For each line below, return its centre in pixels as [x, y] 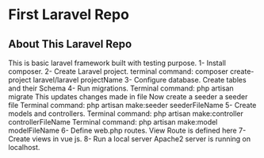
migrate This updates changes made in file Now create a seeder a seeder [128, 96]
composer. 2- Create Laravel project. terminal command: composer [118, 71]
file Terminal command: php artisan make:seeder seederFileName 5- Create [132, 105]
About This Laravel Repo [70, 44]
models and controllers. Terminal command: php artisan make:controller [126, 114]
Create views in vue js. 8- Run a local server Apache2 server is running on [130, 139]
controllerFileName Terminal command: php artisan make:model [113, 122]
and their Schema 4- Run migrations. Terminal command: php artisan [121, 88]
